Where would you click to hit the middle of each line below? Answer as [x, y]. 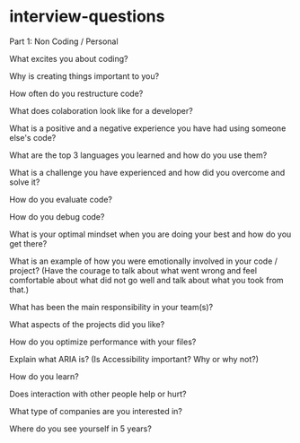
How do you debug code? [57, 216]
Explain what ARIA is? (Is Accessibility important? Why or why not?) [134, 359]
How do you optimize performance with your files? [103, 342]
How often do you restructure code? [76, 93]
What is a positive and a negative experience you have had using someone [148, 128]
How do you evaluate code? [61, 199]
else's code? [33, 137]
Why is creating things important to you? [84, 76]
